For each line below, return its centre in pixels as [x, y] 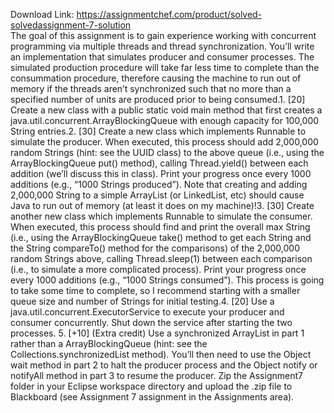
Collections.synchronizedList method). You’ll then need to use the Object [161, 354]
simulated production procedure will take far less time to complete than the [165, 67]
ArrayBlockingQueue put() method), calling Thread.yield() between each [159, 163]
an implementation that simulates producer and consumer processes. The [162, 57]
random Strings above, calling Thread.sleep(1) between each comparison [161, 258]
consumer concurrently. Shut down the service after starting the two [151, 322]
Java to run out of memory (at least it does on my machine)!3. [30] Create [162, 205]
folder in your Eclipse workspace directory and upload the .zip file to [151, 386]
